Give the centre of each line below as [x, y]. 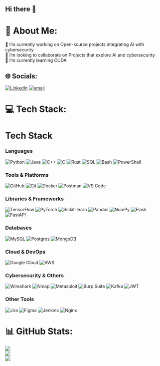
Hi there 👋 [21, 9]
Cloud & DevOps [25, 252]
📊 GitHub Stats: [39, 331]
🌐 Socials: [21, 76]
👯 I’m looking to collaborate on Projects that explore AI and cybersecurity [80, 55]
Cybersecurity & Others [35, 275]
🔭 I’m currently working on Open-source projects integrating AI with [75, 44]
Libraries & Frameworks [34, 199]
